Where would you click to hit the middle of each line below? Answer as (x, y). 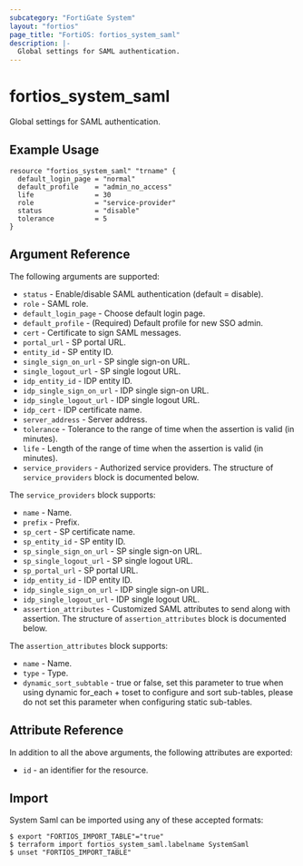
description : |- (40, 43)
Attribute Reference (67, 730)
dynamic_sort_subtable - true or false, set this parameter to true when (153, 683)
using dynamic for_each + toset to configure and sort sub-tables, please (157, 692)
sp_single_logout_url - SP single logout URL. (108, 560)
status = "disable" (79, 211)
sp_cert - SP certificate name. (79, 531)
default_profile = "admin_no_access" (95, 187)
